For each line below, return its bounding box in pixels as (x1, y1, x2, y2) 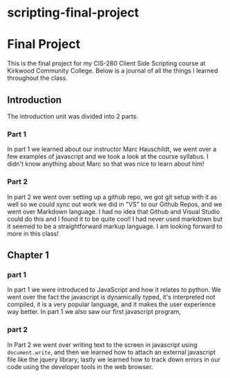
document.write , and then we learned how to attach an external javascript (7, 348, 216, 356)
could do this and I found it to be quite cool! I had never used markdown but (7, 215, 223, 223)
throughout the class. (7, 74, 68, 82)
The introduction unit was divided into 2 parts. (7, 112, 138, 120)
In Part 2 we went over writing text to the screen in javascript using (7, 340, 198, 349)
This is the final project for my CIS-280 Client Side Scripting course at (7, 59, 206, 68)
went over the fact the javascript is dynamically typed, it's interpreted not (7, 293, 215, 301)
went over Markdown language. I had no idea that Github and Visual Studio (7, 207, 220, 215)
